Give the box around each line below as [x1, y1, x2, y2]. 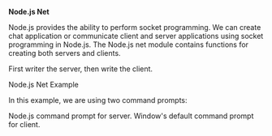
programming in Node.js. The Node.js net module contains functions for [8, 40, 249, 49]
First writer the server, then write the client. [8, 64, 153, 74]
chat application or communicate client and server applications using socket [8, 32, 264, 40]
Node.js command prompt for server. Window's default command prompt [8, 111, 254, 121]
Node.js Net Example [8, 80, 79, 89]
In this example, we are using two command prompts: [8, 96, 188, 104]
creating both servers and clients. [8, 49, 121, 57]
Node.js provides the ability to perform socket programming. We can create [8, 23, 261, 32]
